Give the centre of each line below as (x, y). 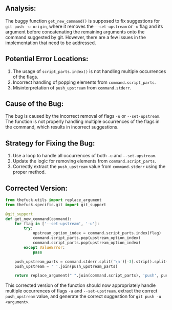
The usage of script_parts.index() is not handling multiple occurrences (89, 71)
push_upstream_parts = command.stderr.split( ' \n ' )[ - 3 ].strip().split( (91, 262)
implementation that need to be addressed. (51, 43)
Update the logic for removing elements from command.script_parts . (84, 161)
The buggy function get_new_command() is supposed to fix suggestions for (83, 21)
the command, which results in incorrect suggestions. (62, 127)
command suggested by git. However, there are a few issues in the (76, 37)
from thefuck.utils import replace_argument (53, 200)
